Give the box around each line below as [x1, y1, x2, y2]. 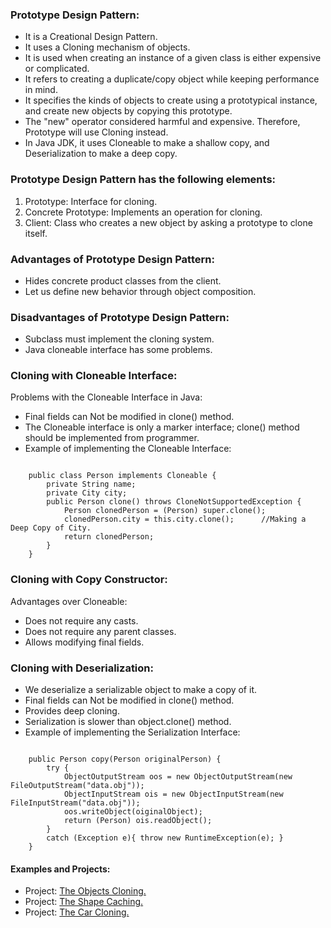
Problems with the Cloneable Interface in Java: [10, 391, 203, 403]
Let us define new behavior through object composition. [24, 285, 257, 297]
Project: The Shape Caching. [24, 896, 144, 908]
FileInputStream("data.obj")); [10, 798, 141, 808]
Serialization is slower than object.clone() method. [24, 716, 232, 728]
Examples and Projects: [10, 863, 111, 875]
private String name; [46, 479, 137, 490]
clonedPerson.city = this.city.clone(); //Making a [63, 514, 307, 525]
